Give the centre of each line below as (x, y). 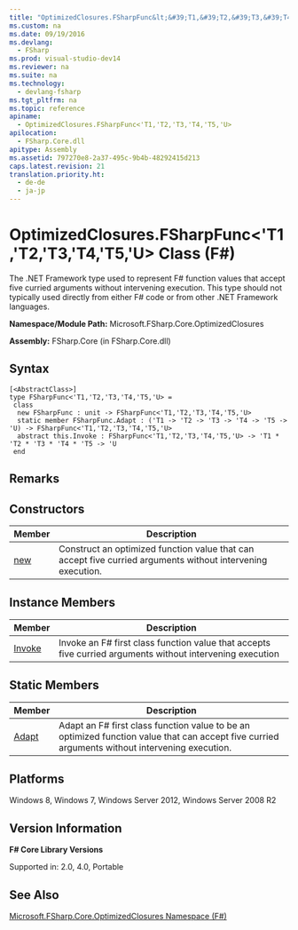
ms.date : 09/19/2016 (47, 34)
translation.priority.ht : (57, 174)
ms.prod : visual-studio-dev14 (65, 59)
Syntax (29, 369)
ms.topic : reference (47, 108)
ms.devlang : (31, 42)
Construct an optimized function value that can (157, 549)
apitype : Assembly (43, 149)
